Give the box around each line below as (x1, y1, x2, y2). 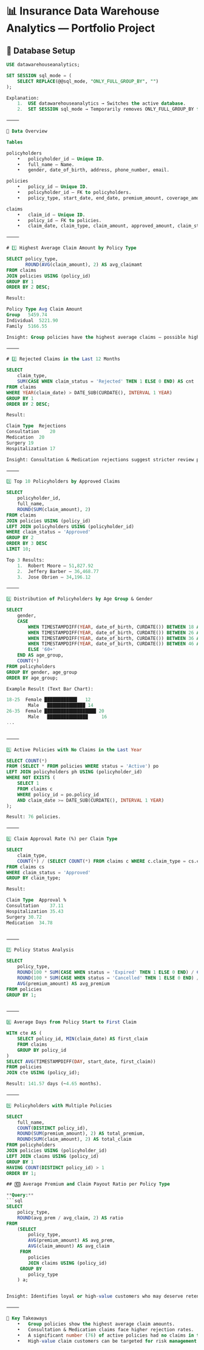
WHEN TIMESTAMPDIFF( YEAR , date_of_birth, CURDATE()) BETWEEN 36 (28, 635, 194, 641)
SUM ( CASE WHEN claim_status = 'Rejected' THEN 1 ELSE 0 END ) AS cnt (17, 378, 194, 384)
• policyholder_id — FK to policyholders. (17, 189, 132, 195)
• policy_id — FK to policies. (17, 217, 102, 223)
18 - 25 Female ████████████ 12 (6, 697, 91, 703)
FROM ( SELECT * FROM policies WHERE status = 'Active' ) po (6, 764, 159, 770)
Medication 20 (6, 434, 45, 440)
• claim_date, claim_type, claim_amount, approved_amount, (17, 223, 175, 229)
